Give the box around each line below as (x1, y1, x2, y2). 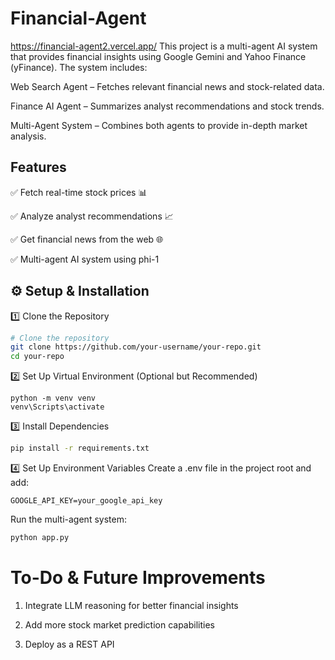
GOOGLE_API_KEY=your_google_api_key (10, 496, 163, 506)
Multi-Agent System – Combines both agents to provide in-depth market (10, 119, 308, 131)
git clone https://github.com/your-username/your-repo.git (10, 342, 262, 352)
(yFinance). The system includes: (10, 61, 148, 73)
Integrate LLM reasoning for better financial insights (24, 599, 239, 611)
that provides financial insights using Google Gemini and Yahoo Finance (10, 50, 307, 62)
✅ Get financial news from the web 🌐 (10, 233, 164, 245)
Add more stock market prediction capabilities (24, 618, 215, 631)
